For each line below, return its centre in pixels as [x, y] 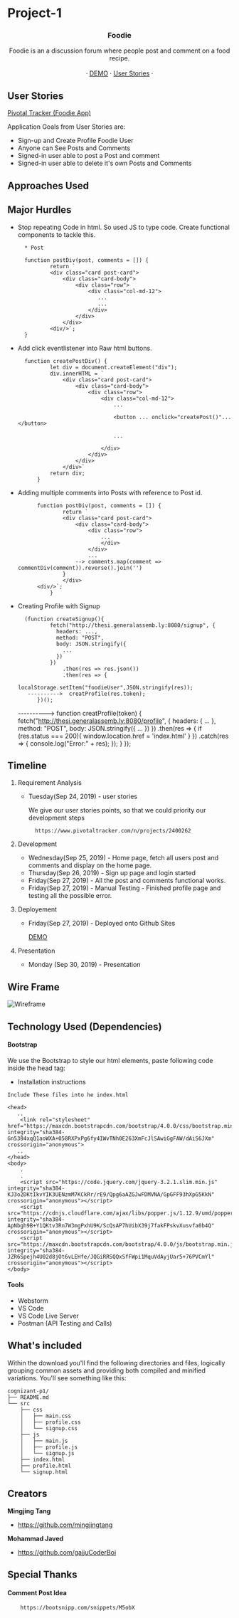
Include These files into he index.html [68, 1095]
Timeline [27, 765]
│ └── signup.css [49, 1428]
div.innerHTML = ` [77, 374]
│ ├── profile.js [49, 1447]
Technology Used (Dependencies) [85, 1026]
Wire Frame [34, 987]
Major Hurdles [39, 210]
